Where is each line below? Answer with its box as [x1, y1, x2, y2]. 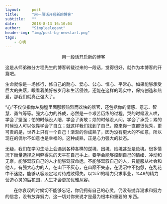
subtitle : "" [5, 16, 37, 21]
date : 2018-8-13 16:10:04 [5, 21, 72, 26]
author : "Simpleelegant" [5, 26, 66, 31]
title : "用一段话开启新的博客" [5, 12, 74, 17]
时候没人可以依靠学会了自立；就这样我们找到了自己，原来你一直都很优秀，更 [5, 123, 162, 129]
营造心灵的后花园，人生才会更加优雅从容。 [5, 177, 92, 183]
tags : [5, 35, 16, 40]
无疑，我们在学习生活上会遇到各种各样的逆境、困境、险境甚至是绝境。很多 [5, 145, 158, 151]
